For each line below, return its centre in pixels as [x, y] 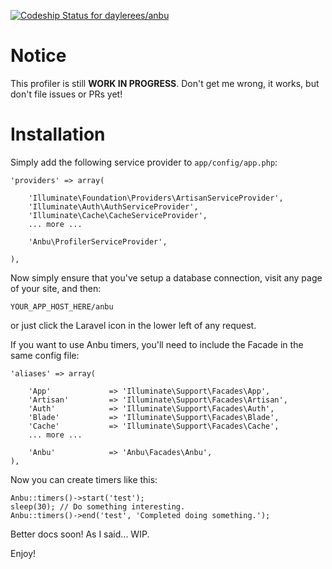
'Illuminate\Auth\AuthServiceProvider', [113, 206]
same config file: [45, 355]
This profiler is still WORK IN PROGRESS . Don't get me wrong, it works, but [165, 83]
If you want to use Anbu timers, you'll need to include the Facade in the [157, 344]
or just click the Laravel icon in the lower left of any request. [133, 325]
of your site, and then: [56, 288]
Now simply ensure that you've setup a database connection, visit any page [166, 277]
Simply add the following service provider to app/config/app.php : [144, 162]
